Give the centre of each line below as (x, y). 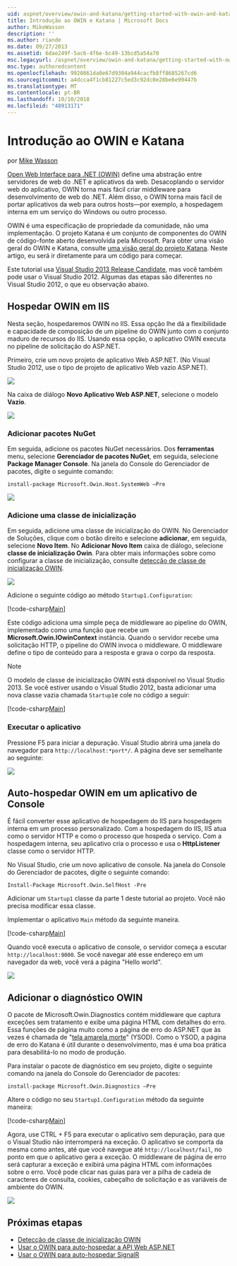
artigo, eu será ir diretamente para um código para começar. (95, 255)
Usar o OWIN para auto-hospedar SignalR (78, 1254)
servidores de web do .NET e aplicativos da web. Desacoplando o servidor (116, 182)
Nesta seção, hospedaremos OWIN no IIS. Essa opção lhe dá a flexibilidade (117, 323)
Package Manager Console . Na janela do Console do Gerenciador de (108, 463)
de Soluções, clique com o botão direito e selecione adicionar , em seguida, (117, 538)
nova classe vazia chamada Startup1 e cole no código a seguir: (99, 695)
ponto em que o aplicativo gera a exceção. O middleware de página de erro (117, 1157)
